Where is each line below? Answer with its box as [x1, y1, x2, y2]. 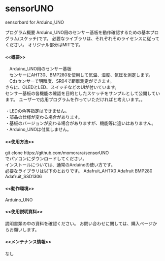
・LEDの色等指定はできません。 [5, 108, 70, 114]
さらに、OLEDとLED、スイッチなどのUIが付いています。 [5, 84, 119, 90]
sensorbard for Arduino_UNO [5, 19, 64, 25]
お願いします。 [9, 227, 37, 232]
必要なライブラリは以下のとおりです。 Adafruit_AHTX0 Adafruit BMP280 [5, 168, 153, 174]
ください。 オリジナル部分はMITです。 [5, 41, 83, 47]
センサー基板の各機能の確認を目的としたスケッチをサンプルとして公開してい [5, 91, 160, 97]
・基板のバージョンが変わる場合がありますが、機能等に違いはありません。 [5, 120, 156, 126]
